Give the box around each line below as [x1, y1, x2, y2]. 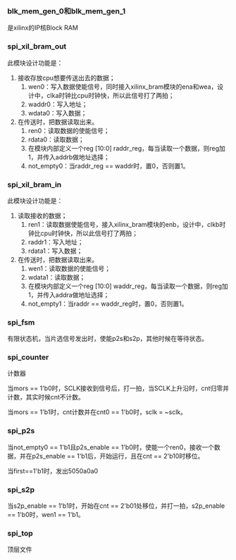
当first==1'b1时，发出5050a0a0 [7, 466, 99, 475]
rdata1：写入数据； [27, 247, 83, 255]
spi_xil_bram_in [7, 180, 62, 189]
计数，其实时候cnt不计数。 [7, 393, 85, 402]
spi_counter [7, 352, 49, 362]
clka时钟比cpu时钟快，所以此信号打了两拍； [46, 91, 175, 99]
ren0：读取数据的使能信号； [27, 126, 110, 135]
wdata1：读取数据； [27, 273, 86, 281]
